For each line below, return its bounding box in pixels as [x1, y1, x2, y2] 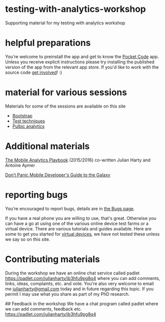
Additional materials [5, 141, 90, 152]
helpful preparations [5, 37, 91, 49]
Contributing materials [5, 254, 100, 265]
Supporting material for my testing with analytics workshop [5, 20, 125, 26]
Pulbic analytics [12, 123, 45, 129]
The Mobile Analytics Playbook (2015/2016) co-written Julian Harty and [5, 157, 151, 163]
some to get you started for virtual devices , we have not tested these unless [5, 231, 160, 237]
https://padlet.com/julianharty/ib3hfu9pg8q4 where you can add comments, [5, 275, 161, 281]
